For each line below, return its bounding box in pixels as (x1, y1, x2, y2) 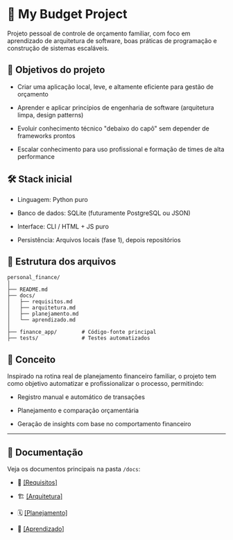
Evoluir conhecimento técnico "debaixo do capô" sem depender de (17, 124, 209, 133)
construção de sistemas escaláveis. (7, 44, 110, 52)
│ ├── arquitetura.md (7, 305, 76, 312)
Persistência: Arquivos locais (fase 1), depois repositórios (17, 235, 182, 244)
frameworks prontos (17, 131, 76, 140)
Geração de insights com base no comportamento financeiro (17, 420, 191, 428)
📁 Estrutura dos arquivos (7, 255, 116, 267)
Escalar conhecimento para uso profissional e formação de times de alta (17, 145, 225, 153)
